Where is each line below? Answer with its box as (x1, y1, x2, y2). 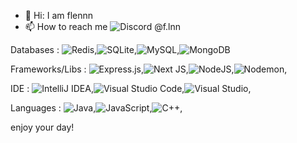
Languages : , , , (10, 102, 183, 114)
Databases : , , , (10, 44, 180, 55)
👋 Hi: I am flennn (24, 10, 93, 21)
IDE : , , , (10, 83, 252, 94)
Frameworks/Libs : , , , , (10, 63, 288, 75)
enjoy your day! (10, 121, 75, 133)
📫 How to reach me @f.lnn (24, 21, 182, 32)
